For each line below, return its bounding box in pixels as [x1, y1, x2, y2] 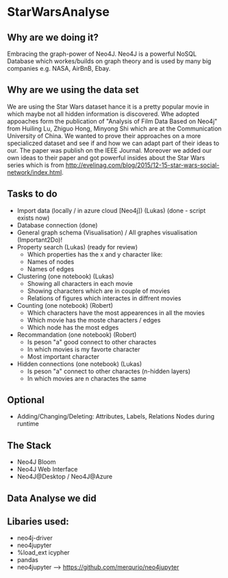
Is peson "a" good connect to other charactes [27, 337, 157, 346]
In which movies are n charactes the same [27, 374, 147, 382]
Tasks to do [7, 188, 58, 200]
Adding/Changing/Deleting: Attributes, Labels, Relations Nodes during [16, 412, 215, 421]
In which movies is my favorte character [27, 345, 140, 353]
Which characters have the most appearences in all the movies [27, 309, 205, 317]
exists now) [16, 214, 50, 222]
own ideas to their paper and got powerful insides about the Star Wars [7, 153, 205, 162]
